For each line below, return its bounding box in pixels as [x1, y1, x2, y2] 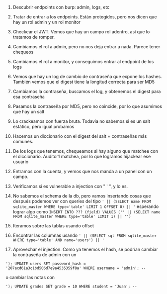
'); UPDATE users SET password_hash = [5, 261, 86, 266]
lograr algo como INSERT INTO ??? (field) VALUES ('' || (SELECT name [12, 209, 161, 214]
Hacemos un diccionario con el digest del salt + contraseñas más [12, 133, 147, 139]
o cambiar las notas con [5, 275, 55, 280]
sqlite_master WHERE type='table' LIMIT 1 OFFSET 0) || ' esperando [12, 203, 159, 209]
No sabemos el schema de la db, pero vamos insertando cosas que [12, 193, 151, 198]
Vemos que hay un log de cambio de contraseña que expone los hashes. [12, 74, 162, 79]
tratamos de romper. [12, 34, 55, 40]
